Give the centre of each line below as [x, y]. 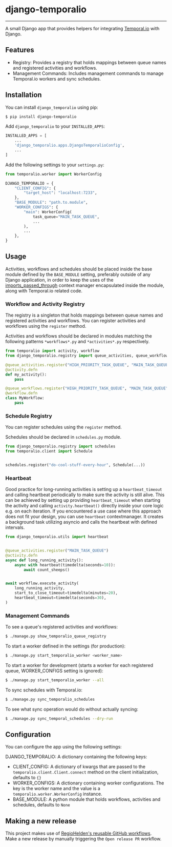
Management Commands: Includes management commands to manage [88, 73]
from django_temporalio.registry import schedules [60, 447]
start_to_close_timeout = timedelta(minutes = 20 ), [66, 593]
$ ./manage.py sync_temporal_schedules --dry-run [59, 718]
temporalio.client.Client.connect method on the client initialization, [85, 772]
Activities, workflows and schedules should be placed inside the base [79, 269]
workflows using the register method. [46, 326]
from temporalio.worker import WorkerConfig [53, 174]
